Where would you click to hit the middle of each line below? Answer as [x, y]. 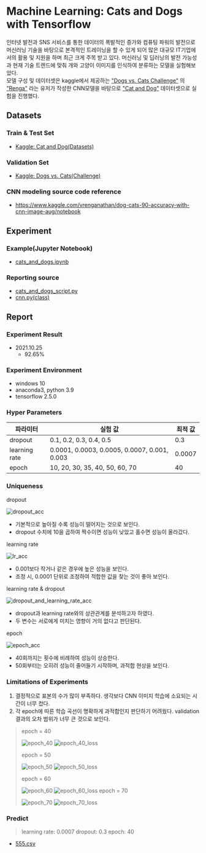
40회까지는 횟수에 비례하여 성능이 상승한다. [67, 658]
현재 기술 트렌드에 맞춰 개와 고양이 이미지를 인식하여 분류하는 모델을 [93, 65]
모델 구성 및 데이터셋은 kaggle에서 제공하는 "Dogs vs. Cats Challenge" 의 [96, 80]
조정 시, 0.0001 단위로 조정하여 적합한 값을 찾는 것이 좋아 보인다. [92, 576]
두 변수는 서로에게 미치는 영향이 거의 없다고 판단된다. [78, 621]
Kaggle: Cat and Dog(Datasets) [55, 146]
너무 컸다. [38, 704]
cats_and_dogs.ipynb [42, 262]
